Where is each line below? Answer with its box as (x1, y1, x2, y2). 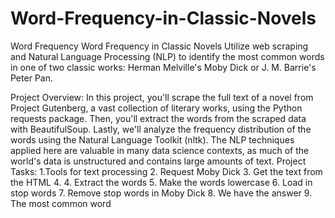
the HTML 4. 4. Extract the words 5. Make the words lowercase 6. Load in (10, 176, 313, 188)
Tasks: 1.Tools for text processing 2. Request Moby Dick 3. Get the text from (10, 165, 323, 177)
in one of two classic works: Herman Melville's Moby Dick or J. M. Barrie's (10, 61, 317, 73)
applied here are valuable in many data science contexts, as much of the (10, 144, 310, 156)
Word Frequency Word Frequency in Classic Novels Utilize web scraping (10, 40, 309, 52)
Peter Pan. (10, 72, 53, 84)
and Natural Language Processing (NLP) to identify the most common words (10, 50, 325, 62)
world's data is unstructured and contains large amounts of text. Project (10, 155, 307, 167)
